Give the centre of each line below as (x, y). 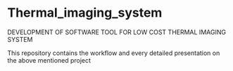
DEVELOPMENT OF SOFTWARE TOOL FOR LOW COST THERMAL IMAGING (117, 32)
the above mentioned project (49, 60)
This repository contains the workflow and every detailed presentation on (114, 53)
